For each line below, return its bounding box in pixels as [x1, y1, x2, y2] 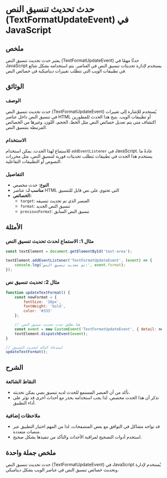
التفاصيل [5, 171, 24, 178]
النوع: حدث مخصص [12, 182, 49, 188]
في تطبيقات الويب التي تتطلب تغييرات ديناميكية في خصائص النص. [5, 68, 126, 74]
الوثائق [5, 82, 24, 91]
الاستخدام [5, 136, 27, 143]
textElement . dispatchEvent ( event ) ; [14, 331, 88, 336]
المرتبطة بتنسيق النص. [5, 124, 48, 130]
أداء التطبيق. [12, 400, 36, 406]
